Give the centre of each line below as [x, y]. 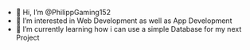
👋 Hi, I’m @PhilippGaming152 [63, 12]
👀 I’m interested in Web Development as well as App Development [124, 21]
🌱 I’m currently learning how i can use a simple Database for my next [129, 29]
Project [27, 37]
